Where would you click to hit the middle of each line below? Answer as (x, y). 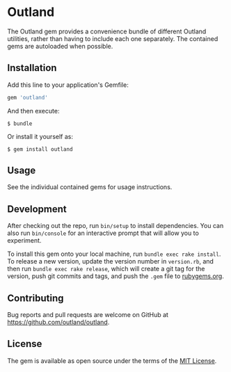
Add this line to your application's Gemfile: (68, 85)
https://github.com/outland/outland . (58, 322)
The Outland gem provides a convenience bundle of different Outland (107, 31)
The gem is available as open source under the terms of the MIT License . (112, 361)
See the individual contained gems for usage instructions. (90, 187)
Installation (32, 68)
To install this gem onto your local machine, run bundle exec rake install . (114, 254)
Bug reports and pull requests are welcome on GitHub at (88, 315)
